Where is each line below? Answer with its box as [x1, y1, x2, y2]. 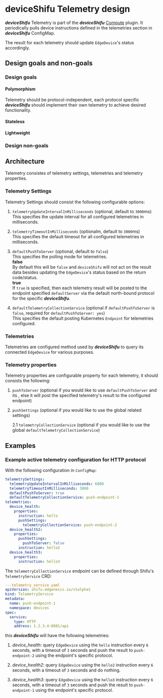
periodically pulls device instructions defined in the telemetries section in [5, 25, 153, 30]
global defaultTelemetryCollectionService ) [12, 427, 100, 433]
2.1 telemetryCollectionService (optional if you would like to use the [12, 422, 150, 428]
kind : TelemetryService [5, 592, 54, 597]
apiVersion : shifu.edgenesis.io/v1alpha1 [5, 587, 91, 592]
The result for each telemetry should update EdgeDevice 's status [5, 39, 134, 45]
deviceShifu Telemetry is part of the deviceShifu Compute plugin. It [5, 20, 143, 26]
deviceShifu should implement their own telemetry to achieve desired [5, 102, 146, 108]
